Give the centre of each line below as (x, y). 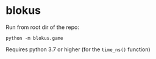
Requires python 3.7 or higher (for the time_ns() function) (78, 49)
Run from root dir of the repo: (43, 27)
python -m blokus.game (34, 38)
